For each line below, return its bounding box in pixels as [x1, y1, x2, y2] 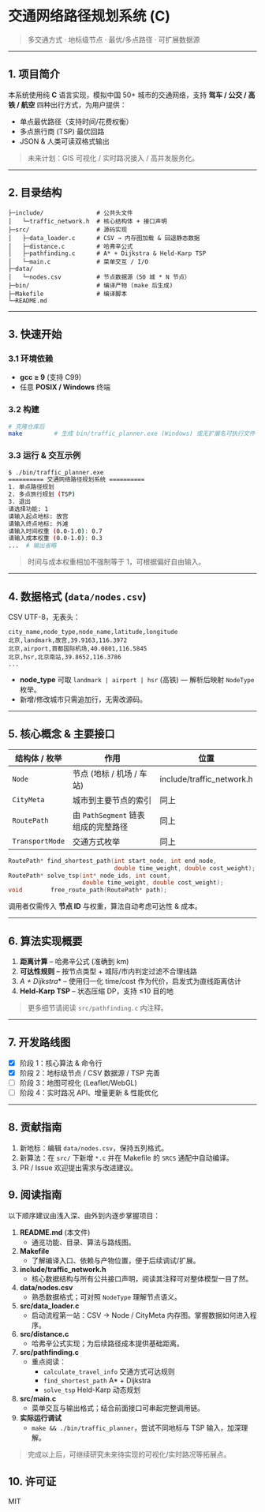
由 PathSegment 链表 [72, 809, 146, 820]
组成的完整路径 [72, 821, 129, 832]
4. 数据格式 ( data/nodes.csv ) [8, 590, 147, 603]
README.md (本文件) [19, 1227, 91, 1236]
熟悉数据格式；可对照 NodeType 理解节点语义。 [31, 1292, 181, 1301]
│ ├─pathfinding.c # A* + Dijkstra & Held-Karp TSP [8, 249, 207, 257]
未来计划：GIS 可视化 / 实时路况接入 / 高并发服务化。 [27, 153, 200, 163]
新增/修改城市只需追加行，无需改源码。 [19, 695, 147, 704]
